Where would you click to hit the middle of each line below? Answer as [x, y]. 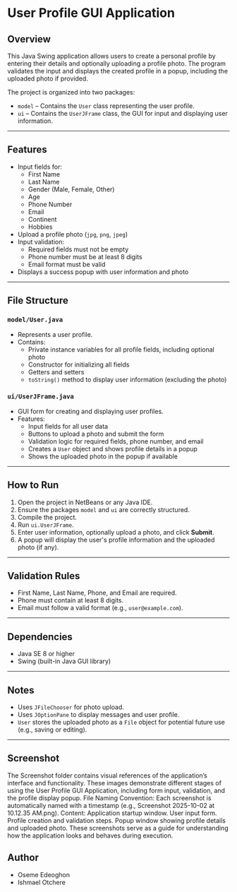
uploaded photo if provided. [48, 78]
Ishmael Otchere [41, 882]
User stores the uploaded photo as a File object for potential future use [121, 722]
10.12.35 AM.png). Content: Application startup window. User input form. [112, 813]
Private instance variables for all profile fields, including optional [121, 349]
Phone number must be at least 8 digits [85, 256]
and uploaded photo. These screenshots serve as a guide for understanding [118, 828]
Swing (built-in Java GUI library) [64, 661]
